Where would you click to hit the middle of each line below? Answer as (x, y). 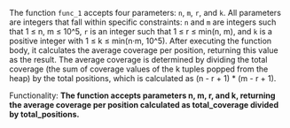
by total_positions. (44, 114)
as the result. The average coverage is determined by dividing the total (138, 60)
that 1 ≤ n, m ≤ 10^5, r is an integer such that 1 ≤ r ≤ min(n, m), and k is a (141, 31)
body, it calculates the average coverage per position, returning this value (144, 50)
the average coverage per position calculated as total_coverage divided (144, 105)
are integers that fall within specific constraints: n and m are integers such (143, 22)
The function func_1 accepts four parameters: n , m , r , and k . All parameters (145, 13)
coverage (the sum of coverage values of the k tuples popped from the (139, 69)
